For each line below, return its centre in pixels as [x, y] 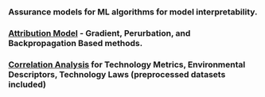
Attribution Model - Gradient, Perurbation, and [99, 33]
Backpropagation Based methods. [76, 43]
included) [27, 84]
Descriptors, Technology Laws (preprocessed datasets [117, 74]
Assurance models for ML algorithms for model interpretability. [133, 12]
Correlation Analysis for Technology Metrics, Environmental [127, 64]
